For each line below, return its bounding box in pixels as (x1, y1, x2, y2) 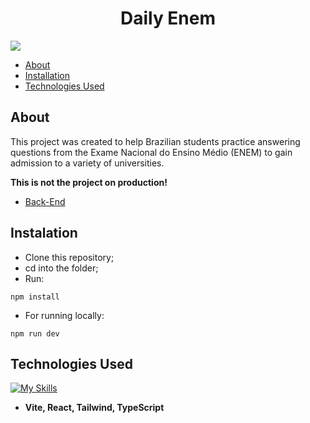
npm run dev (10, 328, 60, 339)
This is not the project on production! (10, 176, 168, 188)
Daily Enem (119, 7, 217, 30)
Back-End (24, 195, 66, 207)
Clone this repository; (24, 251, 115, 263)
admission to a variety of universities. (10, 157, 165, 169)
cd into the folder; (24, 262, 99, 274)
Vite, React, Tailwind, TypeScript (24, 402, 165, 414)
